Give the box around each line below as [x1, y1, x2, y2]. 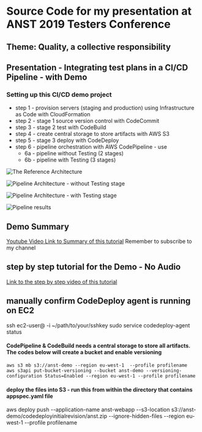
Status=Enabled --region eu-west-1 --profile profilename [45, 373, 196, 379]
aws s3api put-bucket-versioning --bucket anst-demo [6, 367, 144, 374]
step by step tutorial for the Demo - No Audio [6, 262, 181, 272]
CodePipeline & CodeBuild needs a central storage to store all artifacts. [6, 342, 191, 349]
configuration [6, 373, 43, 379]
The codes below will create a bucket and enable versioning [6, 349, 162, 356]
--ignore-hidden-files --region [108, 412, 185, 420]
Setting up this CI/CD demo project [6, 90, 112, 99]
